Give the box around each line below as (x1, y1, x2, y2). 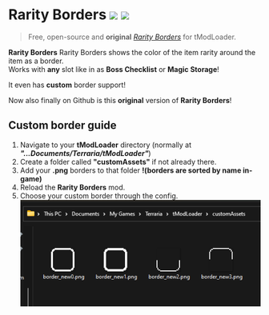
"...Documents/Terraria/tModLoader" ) (19, 148, 151, 157)
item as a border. (8, 56, 64, 66)
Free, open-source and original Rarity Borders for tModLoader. (27, 32, 236, 42)
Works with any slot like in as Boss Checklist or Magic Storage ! (8, 64, 220, 74)
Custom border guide (8, 118, 118, 133)
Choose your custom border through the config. (19, 190, 179, 201)
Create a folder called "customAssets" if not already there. (19, 157, 217, 166)
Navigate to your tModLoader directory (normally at (19, 140, 192, 150)
